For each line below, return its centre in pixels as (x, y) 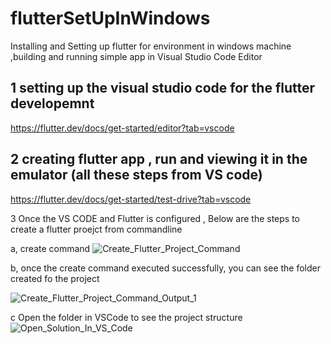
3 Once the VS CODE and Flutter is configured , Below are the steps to (155, 218)
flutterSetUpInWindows (110, 18)
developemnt (52, 103)
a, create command (50, 248)
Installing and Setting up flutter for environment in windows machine (151, 46)
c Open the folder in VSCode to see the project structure (126, 317)
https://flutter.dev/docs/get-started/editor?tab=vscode (122, 128)
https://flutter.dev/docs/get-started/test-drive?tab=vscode (131, 199)
